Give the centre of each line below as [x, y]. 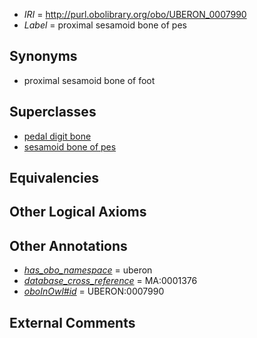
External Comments [72, 322]
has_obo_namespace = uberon [88, 270]
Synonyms [43, 56]
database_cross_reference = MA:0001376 [110, 281]
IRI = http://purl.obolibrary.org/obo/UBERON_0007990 [135, 14]
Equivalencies [54, 178]
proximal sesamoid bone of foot [89, 80]
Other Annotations [68, 245]
